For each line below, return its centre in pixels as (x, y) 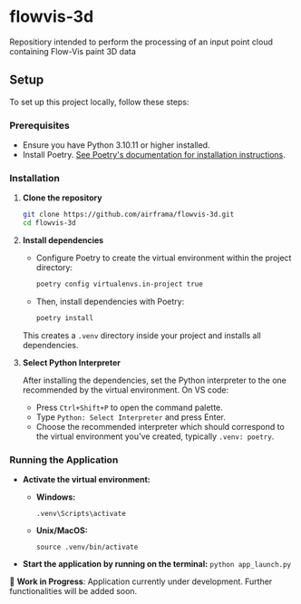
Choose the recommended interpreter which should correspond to (160, 426)
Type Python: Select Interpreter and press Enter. (131, 417)
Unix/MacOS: (62, 531)
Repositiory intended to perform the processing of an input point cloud (141, 42)
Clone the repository (62, 198)
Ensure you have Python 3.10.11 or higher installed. (116, 145)
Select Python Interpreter (71, 362)
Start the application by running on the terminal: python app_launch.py (157, 564)
